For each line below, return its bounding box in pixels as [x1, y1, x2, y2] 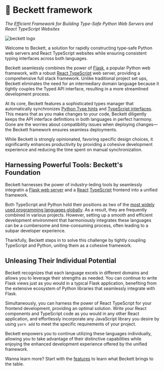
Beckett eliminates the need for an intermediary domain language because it [5, 81, 159, 86]
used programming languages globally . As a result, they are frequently [5, 206, 147, 213]
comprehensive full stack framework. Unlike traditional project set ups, [5, 75, 148, 81]
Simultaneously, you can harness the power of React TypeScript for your [5, 300, 152, 306]
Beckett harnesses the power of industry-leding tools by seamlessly [5, 181, 142, 187]
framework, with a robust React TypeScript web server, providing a [5, 70, 141, 76]
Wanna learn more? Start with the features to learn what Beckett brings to [5, 356, 154, 362]
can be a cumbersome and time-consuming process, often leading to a [5, 222, 148, 228]
